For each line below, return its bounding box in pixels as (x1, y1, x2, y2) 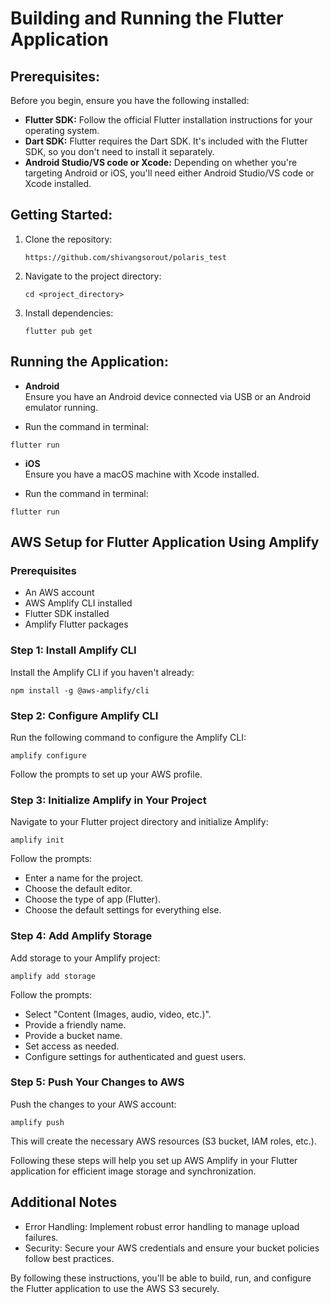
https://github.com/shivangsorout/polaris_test (24, 252, 227, 262)
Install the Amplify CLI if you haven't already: (10, 666, 195, 678)
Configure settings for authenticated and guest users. (24, 1050, 247, 1062)
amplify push (10, 1117, 65, 1127)
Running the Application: (10, 353, 169, 371)
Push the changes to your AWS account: (10, 1098, 177, 1110)
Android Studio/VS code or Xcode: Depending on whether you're (24, 157, 298, 168)
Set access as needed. (24, 1040, 120, 1052)
